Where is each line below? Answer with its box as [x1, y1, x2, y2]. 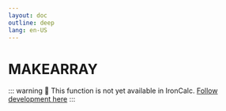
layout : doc [8, 11, 47, 20]
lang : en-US [8, 26, 47, 34]
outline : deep [8, 19, 55, 27]
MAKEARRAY [8, 60, 98, 78]
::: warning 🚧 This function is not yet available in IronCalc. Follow [8, 86, 218, 95]
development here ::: [8, 94, 76, 104]
